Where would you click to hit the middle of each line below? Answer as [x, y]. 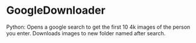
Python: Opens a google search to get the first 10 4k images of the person [98, 27]
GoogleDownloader [56, 10]
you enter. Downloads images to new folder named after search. [86, 33]
